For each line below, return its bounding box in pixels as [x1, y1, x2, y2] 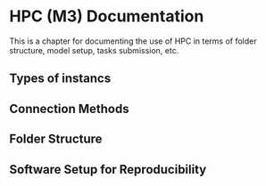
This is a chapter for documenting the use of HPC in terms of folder [9, 36, 257, 46]
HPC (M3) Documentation [9, 6, 204, 27]
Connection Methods [9, 101, 129, 117]
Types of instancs [9, 71, 112, 86]
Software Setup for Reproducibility [9, 162, 207, 177]
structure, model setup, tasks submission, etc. [9, 44, 179, 55]
